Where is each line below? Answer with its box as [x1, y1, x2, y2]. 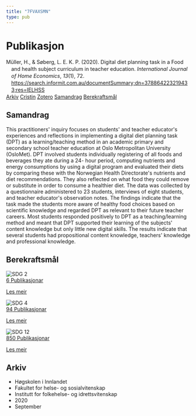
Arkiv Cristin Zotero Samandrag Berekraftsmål [6, 93, 117, 100]
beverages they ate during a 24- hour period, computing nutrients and [6, 156, 176, 164]
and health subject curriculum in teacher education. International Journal [11, 66, 188, 73]
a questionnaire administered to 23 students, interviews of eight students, [6, 188, 184, 195]
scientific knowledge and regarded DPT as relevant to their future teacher [6, 206, 184, 214]
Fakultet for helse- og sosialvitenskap [14, 384, 105, 391]
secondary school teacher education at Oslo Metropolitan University [6, 144, 171, 151]
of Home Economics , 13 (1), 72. [11, 73, 85, 80]
